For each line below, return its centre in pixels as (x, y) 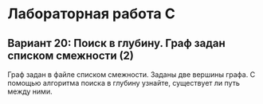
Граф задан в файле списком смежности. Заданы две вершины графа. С (131, 75)
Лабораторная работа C (92, 14)
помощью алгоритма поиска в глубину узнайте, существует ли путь (124, 83)
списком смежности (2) (71, 55)
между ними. (30, 91)
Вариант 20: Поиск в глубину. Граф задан (117, 43)
